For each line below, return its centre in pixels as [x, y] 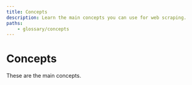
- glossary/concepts [43, 29]
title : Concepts [27, 12]
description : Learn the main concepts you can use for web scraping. [97, 18]
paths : [15, 23]
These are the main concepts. [44, 76]
